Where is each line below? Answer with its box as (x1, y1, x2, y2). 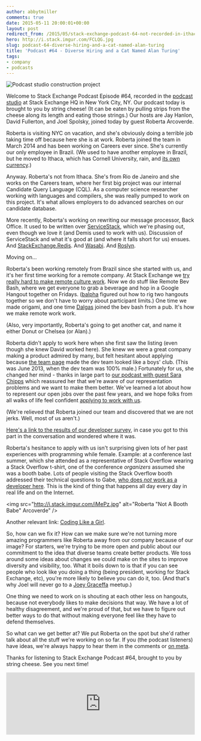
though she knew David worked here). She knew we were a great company (6, 346, 191, 353)
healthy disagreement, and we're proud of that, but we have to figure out (6, 606, 185, 613)
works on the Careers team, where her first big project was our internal (6, 179, 181, 186)
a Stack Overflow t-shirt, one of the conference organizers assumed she (6, 463, 185, 471)
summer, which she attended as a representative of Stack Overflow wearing (6, 457, 194, 465)
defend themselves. (6, 618, 55, 625)
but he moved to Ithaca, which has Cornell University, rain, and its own (6, 155, 181, 162)
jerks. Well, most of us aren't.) (6, 415, 81, 422)
